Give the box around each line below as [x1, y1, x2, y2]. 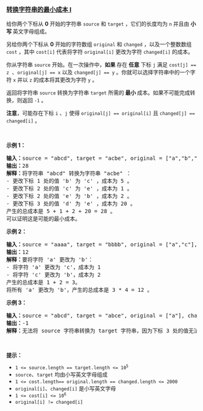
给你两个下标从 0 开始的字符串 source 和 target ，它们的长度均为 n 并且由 [6, 20, 190, 28]
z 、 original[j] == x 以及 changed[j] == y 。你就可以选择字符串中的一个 [6, 68, 190, 76]
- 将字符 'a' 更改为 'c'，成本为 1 [6, 264, 101, 271]
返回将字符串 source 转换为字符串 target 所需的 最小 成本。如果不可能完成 [6, 89, 190, 96]
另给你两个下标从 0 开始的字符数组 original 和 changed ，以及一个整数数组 [6, 41, 192, 48]
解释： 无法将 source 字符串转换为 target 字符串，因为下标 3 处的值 [6, 327, 189, 334]
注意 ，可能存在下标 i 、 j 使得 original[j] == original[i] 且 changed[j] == [6, 110, 195, 117]
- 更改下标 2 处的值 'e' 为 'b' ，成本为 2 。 [6, 192, 133, 200]
